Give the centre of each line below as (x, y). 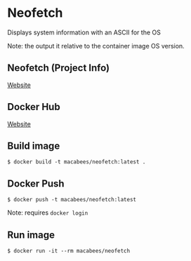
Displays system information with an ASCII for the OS (84, 32)
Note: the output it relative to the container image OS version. (96, 46)
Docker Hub (34, 107)
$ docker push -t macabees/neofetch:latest (72, 200)
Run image (31, 235)
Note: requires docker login (48, 213)
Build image (34, 146)
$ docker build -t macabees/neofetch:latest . (77, 162)
